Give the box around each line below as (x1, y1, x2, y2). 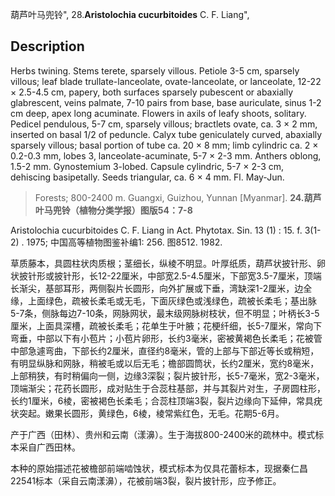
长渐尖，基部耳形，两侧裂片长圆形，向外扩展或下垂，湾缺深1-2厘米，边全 (10, 282, 313, 294)
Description (10, 38, 85, 55)
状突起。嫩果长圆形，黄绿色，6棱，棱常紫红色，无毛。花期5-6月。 (10, 407, 285, 419)
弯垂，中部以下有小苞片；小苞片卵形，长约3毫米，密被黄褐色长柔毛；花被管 (10, 332, 323, 344)
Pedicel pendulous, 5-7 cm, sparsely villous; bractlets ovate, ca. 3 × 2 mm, (10, 118, 318, 130)
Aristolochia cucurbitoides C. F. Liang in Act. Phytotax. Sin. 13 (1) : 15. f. (10, 224, 303, 236)
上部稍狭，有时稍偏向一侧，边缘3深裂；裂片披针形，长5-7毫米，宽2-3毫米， (10, 369, 325, 382)
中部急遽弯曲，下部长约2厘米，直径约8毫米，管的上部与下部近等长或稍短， (10, 344, 320, 357)
